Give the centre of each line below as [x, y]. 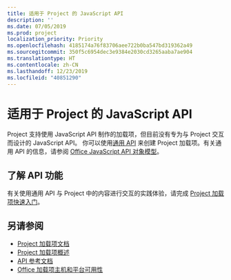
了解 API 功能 [35, 176]
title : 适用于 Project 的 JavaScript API [66, 13]
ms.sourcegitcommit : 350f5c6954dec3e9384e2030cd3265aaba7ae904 [100, 52]
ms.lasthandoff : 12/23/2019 [48, 71]
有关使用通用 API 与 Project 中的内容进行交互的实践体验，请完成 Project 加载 [116, 193]
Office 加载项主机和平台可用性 [60, 269]
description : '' [30, 20]
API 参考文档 [35, 261]
